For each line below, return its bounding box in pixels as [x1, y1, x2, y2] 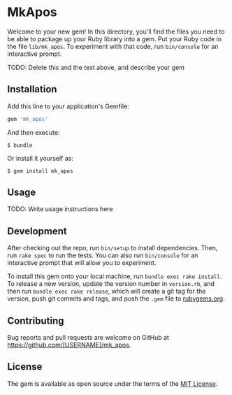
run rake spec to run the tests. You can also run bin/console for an [7, 251, 198, 259]
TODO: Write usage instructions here [7, 205, 113, 213]
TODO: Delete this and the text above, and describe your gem [7, 63, 185, 71]
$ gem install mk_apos [7, 167, 73, 175]
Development [7, 225, 68, 237]
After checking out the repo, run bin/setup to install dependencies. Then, [7, 244, 218, 252]
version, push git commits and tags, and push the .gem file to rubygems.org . [7, 294, 226, 303]
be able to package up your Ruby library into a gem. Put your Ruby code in [7, 34, 222, 43]
